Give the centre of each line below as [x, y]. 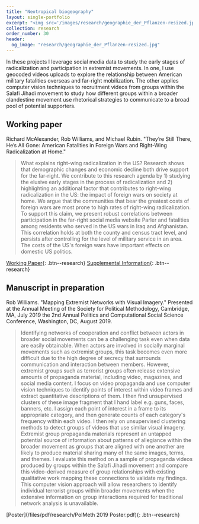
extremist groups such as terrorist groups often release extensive [100, 370]
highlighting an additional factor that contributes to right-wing [96, 188]
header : [16, 39]
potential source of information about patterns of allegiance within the [106, 440]
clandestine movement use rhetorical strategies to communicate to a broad [98, 99]
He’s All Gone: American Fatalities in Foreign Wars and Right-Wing [86, 145]
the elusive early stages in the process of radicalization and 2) [97, 182]
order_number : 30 [28, 34]
